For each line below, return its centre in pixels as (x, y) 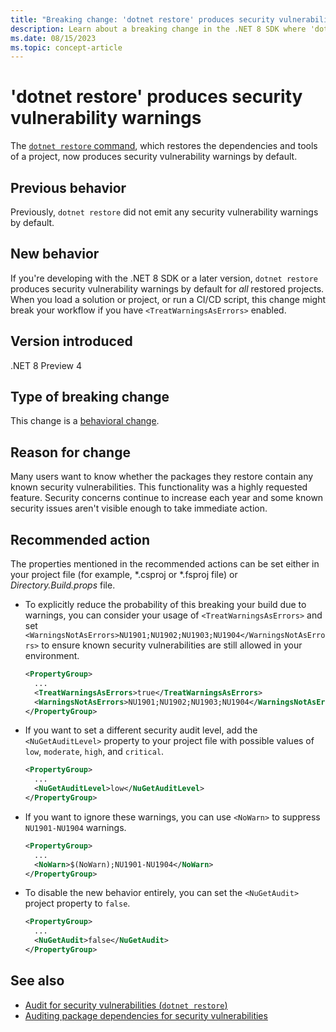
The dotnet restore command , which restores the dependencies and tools (164, 146)
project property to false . (77, 903)
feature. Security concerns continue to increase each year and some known (167, 498)
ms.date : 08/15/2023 (53, 38)
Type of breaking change (90, 397)
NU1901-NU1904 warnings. (75, 827)
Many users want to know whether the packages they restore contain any (162, 477)
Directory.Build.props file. (63, 585)
